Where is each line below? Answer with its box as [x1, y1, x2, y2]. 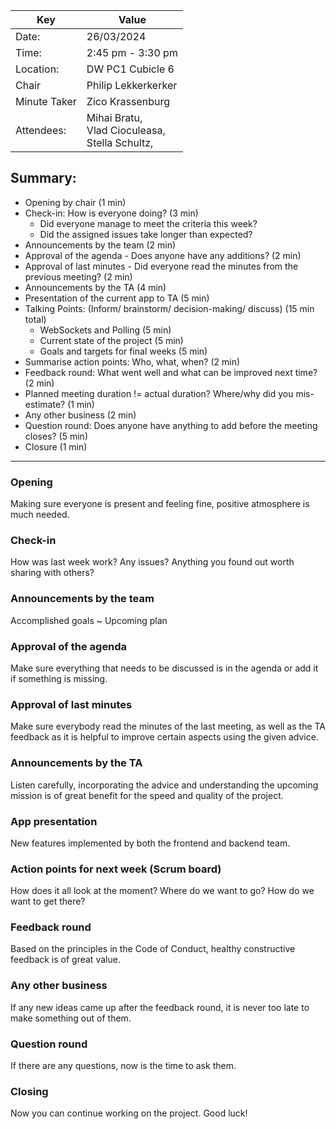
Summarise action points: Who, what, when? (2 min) [24, 355, 241, 368]
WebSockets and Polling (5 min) [39, 324, 172, 336]
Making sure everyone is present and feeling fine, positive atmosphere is [10, 498, 310, 510]
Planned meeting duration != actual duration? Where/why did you [24, 387, 294, 399]
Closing [10, 1085, 49, 1098]
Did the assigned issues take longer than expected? [39, 228, 253, 240]
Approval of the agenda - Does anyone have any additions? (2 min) [24, 249, 302, 261]
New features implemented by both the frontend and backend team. [10, 837, 291, 849]
